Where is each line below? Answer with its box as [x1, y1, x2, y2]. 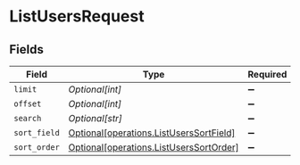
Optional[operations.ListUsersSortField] [68, 127, 236, 139]
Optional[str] [68, 112, 122, 124]
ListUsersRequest [9, 6, 145, 27]
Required [247, 69, 287, 80]
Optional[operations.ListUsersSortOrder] [68, 141, 239, 153]
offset [13, 99, 42, 109]
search [13, 113, 42, 123]
